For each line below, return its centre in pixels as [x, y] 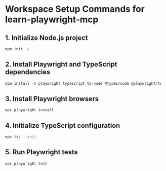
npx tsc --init [21, 137]
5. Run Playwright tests [41, 152]
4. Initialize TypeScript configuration [62, 125]
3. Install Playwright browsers [52, 99]
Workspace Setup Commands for [75, 9]
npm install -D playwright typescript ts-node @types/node [67, 83]
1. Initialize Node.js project [46, 38]
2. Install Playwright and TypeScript [61, 64]
